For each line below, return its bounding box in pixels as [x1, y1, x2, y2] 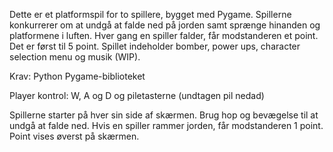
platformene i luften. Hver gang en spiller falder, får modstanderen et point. [9, 30, 319, 41]
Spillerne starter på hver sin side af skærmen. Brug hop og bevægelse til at [9, 109, 319, 121]
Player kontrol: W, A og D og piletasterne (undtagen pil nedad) [9, 90, 265, 101]
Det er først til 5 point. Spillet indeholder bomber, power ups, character [9, 40, 301, 52]
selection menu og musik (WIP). [9, 51, 141, 63]
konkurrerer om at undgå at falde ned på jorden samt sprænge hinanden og [9, 19, 321, 31]
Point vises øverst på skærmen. [9, 130, 140, 142]
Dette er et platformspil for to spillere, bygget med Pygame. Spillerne [9, 9, 292, 20]
